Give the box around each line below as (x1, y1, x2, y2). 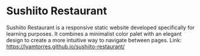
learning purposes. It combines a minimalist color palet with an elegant (6, 30, 182, 37)
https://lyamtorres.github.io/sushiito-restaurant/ (6, 43, 125, 50)
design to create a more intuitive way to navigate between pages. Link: (6, 36, 182, 43)
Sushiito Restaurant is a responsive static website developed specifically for (6, 24, 195, 31)
